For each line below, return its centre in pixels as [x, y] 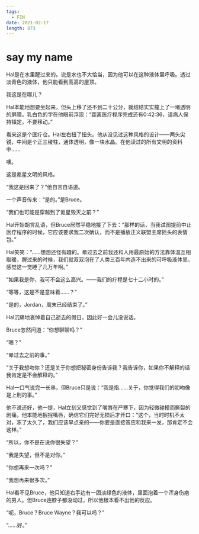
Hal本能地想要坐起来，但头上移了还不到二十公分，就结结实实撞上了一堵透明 [98, 107]
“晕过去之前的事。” [28, 355]
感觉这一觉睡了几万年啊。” [37, 267]
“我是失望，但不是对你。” [36, 455]
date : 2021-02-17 [28, 22]
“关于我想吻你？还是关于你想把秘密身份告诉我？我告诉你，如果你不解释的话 [98, 368]
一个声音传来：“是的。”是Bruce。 [46, 200]
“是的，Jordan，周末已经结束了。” [47, 305]
